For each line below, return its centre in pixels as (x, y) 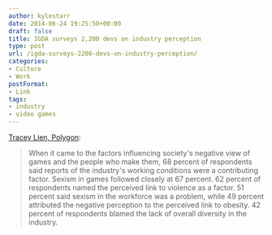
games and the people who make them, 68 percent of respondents (140, 162)
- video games (32, 115)
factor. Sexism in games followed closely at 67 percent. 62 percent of (145, 179)
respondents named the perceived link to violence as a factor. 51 (136, 187)
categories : (28, 62)
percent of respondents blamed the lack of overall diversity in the (138, 213)
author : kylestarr (39, 16)
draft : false (30, 31)
